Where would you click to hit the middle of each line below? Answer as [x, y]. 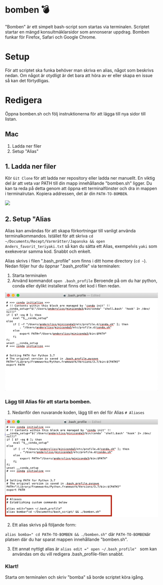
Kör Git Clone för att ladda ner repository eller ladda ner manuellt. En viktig [80, 178]
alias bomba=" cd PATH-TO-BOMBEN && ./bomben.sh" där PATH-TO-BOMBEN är [78, 534]
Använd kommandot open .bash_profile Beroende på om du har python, [85, 281]
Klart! [12, 566]
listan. [11, 119]
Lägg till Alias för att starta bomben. [48, 402]
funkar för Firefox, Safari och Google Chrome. [51, 37]
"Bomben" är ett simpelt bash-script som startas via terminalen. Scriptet [77, 27]
